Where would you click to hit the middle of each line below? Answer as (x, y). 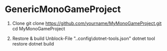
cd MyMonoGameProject (38, 28)
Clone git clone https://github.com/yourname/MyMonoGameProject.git (87, 23)
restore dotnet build (33, 43)
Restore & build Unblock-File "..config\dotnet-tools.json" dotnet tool (84, 38)
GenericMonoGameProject (63, 9)
